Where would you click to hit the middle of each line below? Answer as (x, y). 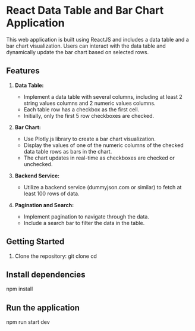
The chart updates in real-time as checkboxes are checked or (99, 158)
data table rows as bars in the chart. (68, 151)
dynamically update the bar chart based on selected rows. (78, 52)
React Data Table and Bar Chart (85, 10)
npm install (20, 289)
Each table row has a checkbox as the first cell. (81, 109)
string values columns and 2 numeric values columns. (89, 103)
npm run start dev (28, 322)
